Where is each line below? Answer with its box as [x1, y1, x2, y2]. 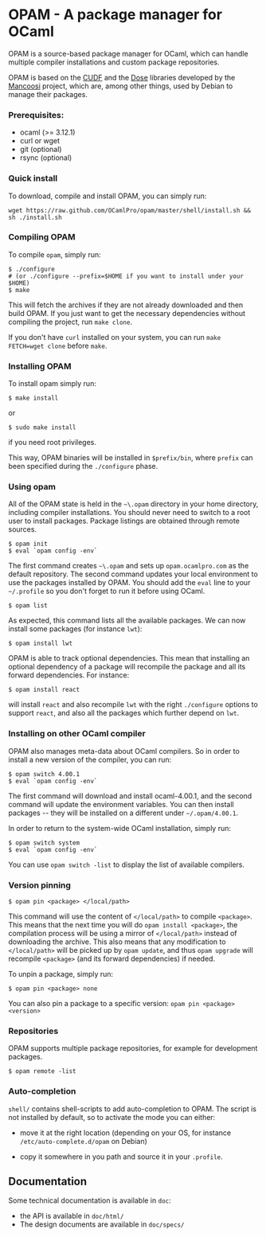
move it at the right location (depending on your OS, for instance [19, 1128, 232, 1137]
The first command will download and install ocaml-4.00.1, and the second [8, 790, 252, 801]
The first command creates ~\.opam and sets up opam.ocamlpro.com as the [8, 561, 249, 571]
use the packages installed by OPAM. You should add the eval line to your [8, 578, 251, 587]
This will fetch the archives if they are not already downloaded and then [8, 300, 244, 310]
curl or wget [19, 136, 61, 146]
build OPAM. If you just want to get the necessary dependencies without [8, 308, 245, 318]
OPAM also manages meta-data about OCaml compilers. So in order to [8, 746, 241, 755]
